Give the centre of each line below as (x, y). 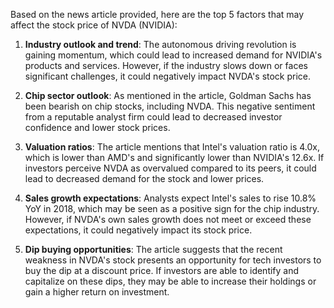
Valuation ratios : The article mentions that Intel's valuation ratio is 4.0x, (172, 147)
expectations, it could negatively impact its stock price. (138, 230)
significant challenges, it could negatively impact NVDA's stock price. (168, 76)
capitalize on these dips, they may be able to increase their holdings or (170, 281)
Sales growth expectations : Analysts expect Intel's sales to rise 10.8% (170, 198)
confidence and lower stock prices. (97, 127)
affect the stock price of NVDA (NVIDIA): (94, 25)
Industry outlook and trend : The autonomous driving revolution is (160, 44)
